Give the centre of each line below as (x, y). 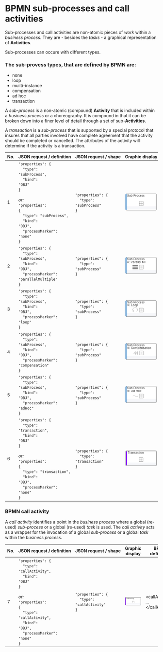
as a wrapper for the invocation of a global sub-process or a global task (77, 532)
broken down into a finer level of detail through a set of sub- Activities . (76, 121)
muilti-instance (27, 86)
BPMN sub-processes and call (67, 9)
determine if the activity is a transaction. (45, 146)
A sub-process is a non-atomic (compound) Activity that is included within (80, 110)
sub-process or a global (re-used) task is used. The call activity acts (86, 527)
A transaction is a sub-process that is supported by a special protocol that (79, 130)
